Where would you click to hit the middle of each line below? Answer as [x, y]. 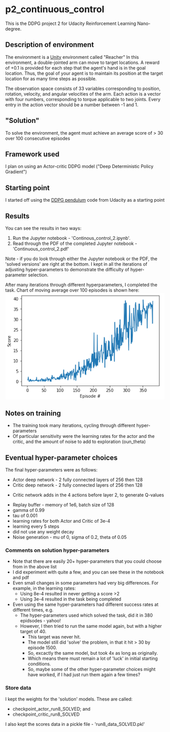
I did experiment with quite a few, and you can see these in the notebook [88, 572]
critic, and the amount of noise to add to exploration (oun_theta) [79, 442]
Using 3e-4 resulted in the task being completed [71, 599]
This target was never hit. [54, 637]
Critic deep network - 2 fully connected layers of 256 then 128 [77, 485]
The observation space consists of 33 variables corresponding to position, [83, 88]
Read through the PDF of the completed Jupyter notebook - [75, 243]
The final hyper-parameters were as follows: [51, 470]
